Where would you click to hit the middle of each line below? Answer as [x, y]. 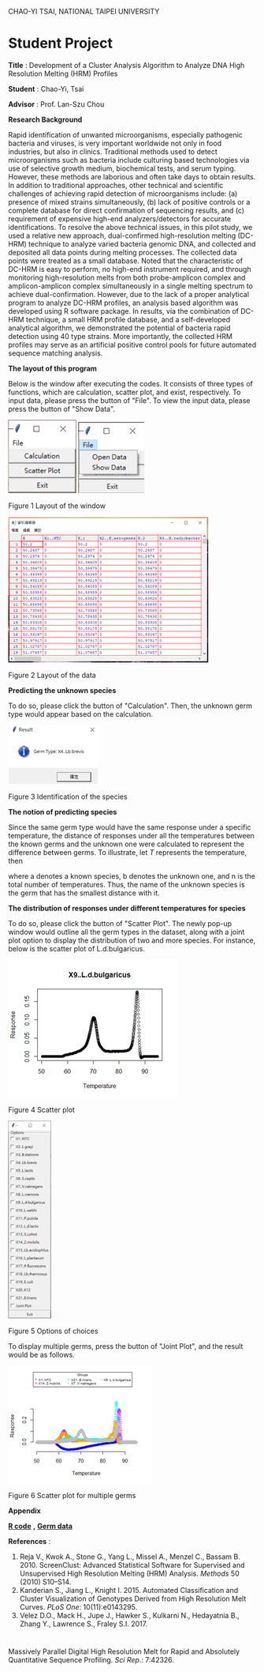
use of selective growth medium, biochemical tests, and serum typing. [122, 168]
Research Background [45, 119]
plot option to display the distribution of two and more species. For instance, [132, 940]
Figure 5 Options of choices [53, 1331]
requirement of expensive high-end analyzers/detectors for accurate [119, 218]
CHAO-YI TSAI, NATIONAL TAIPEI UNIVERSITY [84, 11]
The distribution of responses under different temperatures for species [127, 908]
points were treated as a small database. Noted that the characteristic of [125, 261]
